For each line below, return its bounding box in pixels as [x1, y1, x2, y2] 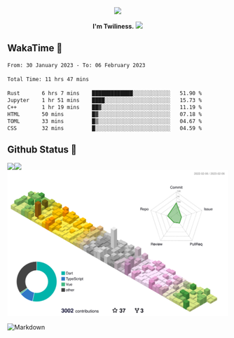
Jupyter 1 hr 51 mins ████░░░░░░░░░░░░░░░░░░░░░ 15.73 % [7, 97, 202, 104]
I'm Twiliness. [92, 22, 135, 30]
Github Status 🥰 [7, 143, 77, 156]
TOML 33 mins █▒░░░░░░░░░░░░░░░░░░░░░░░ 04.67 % [7, 118, 202, 125]
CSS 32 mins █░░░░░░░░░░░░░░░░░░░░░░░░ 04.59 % [7, 125, 202, 132]
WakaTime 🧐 [7, 42, 63, 55]
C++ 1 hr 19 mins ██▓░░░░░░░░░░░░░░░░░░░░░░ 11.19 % [7, 104, 202, 111]
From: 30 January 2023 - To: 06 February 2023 [7, 62, 146, 69]
